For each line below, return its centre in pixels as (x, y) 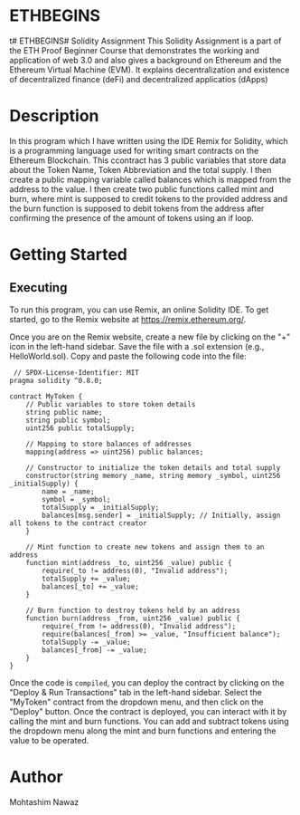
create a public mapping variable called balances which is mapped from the (150, 179)
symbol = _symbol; (76, 499)
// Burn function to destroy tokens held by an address (133, 610)
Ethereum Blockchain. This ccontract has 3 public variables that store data (148, 160)
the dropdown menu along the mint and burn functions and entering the (143, 731)
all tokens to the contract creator (78, 523)
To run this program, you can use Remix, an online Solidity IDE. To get (139, 310)
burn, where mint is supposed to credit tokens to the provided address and (149, 198)
